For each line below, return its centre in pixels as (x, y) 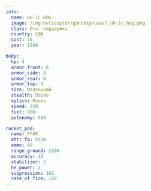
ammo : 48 (22, 145)
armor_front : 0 (30, 67)
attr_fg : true (28, 140)
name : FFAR (25, 134)
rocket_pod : (20, 129)
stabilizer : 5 (28, 162)
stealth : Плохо (30, 95)
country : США (27, 34)
